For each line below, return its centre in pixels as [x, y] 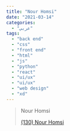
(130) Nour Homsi [42, 122]
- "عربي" [22, 28]
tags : [13, 34]
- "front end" [29, 50]
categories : [21, 22]
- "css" [21, 45]
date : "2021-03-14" [30, 17]
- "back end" [28, 39]
